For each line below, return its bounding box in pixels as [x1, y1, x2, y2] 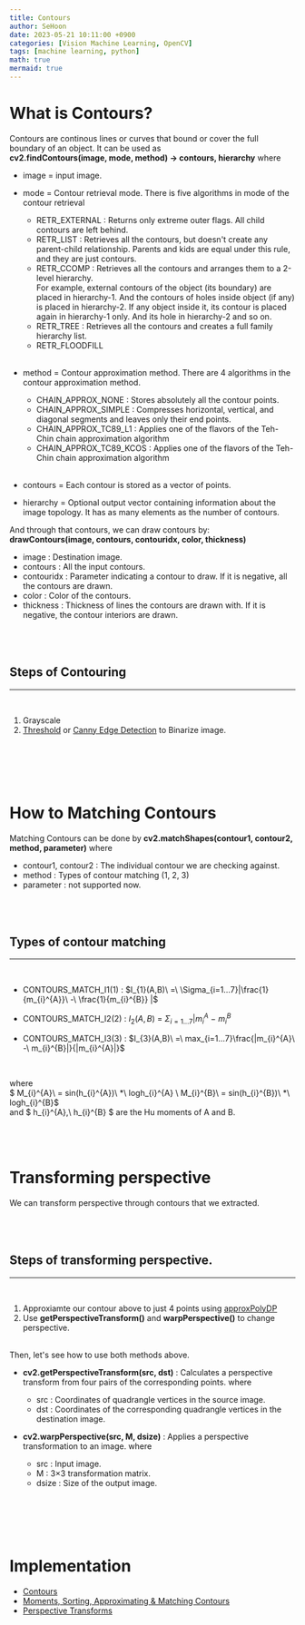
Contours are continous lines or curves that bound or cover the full [9, 132, 259, 143]
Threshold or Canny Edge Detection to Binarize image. [22, 724, 227, 735]
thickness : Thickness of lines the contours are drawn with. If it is [22, 600, 266, 611]
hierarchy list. [35, 330, 88, 341]
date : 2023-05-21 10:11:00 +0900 [9, 30, 136, 39]
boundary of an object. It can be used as [9, 142, 162, 153]
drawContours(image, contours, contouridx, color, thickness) [9, 534, 247, 544]
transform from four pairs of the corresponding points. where [22, 1376, 252, 1387]
